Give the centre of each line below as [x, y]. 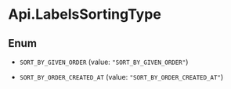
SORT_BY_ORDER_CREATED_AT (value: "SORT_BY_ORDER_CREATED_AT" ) [121, 77]
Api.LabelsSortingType [85, 14]
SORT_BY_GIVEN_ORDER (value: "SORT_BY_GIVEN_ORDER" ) [104, 62]
